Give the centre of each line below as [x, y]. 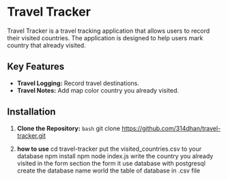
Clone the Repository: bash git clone [69, 128]
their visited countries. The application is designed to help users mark [105, 37]
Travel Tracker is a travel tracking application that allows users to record [109, 31]
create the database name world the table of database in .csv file [108, 170]
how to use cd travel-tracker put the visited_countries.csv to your [109, 149]
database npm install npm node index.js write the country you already [115, 156]
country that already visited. [47, 45]
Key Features [36, 66]
